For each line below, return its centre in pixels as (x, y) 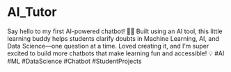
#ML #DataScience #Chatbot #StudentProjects (74, 61)
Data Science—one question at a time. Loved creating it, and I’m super (108, 46)
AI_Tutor (32, 12)
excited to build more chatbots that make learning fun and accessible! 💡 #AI (116, 53)
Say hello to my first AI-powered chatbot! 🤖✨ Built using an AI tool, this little (115, 31)
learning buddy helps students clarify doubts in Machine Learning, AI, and (113, 38)
